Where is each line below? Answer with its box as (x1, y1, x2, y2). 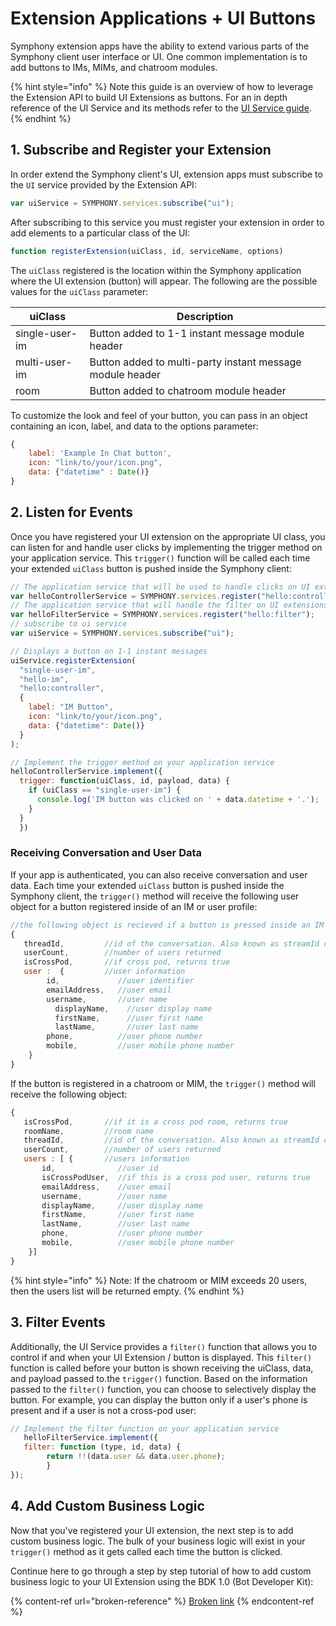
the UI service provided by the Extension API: (10, 178, 197, 191)
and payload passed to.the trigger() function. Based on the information (10, 1372, 308, 1384)
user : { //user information (23, 967, 186, 977)
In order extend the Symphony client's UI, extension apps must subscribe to (10, 168, 323, 180)
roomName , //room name (23, 1126, 155, 1136)
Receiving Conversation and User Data (10, 846, 203, 860)
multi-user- (15, 355, 73, 369)
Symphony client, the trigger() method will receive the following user (10, 890, 300, 902)
